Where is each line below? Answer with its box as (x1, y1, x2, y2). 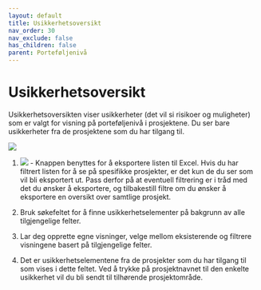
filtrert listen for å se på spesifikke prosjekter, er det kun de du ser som (19, 166, 254, 176)
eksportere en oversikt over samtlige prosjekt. (19, 192, 172, 201)
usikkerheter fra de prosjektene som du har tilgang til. (8, 126, 185, 136)
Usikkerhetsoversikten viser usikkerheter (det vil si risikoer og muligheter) (8, 109, 251, 119)
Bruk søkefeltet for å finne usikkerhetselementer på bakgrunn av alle (19, 207, 246, 217)
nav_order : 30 (8, 26, 56, 34)
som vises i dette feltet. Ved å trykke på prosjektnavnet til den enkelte (19, 264, 250, 273)
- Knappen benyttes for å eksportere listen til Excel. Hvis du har (30, 157, 239, 168)
